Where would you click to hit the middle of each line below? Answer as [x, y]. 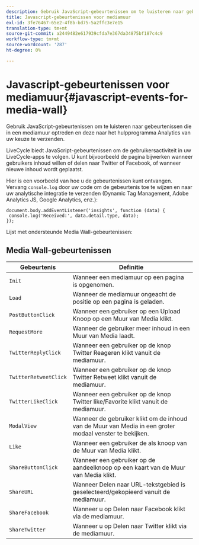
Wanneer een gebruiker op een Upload [126, 311]
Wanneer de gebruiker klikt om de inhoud [130, 418]
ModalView [23, 426]
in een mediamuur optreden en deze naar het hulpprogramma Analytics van [98, 132]
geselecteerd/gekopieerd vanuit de [121, 492]
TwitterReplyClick [35, 352]
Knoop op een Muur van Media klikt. [123, 319]
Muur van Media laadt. [104, 335]
